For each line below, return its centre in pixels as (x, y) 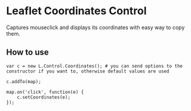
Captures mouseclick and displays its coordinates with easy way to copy (95, 27)
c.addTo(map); (24, 81)
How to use (27, 53)
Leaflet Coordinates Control (77, 11)
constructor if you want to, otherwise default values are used (88, 71)
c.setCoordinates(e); (44, 97)
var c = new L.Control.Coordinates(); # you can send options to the (95, 66)
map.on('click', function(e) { (45, 92)
